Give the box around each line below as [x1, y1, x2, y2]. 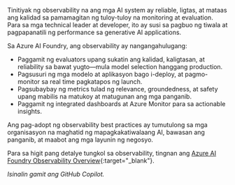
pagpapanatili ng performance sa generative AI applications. [7, 28, 182, 36]
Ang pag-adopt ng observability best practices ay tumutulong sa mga [7, 121, 208, 128]
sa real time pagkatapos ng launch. [41, 77, 143, 86]
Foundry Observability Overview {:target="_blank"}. [7, 156, 155, 165]
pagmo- [185, 70, 208, 78]
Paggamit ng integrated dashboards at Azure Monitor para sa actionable [17, 100, 226, 108]
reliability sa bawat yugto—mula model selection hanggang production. [17, 63, 223, 71]
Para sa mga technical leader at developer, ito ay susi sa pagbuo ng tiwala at [7, 21, 228, 29]
